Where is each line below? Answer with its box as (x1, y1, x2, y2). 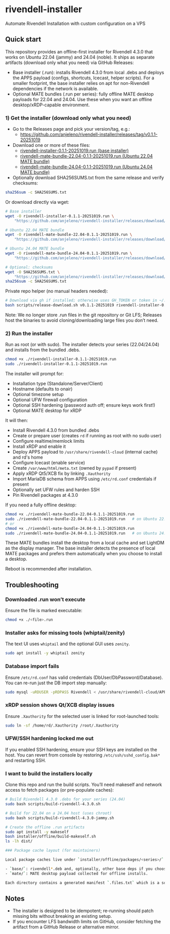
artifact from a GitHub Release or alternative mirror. (12, 924, 120, 930)
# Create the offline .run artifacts (5, 825, 85, 830)
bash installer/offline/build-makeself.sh (5, 834, 96, 839)
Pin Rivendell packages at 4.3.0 (12, 492, 78, 498)
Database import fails (5, 662, 59, 670)
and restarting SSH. (5, 757, 47, 763)
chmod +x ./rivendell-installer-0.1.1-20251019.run (5, 357, 116, 362)
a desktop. (5, 556, 28, 562)
